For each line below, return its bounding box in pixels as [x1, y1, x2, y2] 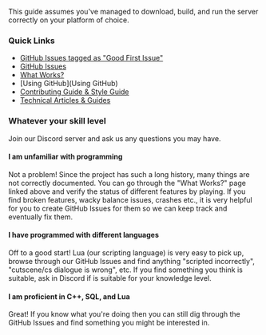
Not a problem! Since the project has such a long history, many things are [8, 169, 250, 179]
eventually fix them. [8, 211, 73, 222]
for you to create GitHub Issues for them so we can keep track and [8, 203, 228, 213]
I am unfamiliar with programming [8, 152, 123, 162]
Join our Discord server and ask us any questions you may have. [8, 133, 221, 143]
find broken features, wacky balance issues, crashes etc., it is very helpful [8, 195, 253, 204]
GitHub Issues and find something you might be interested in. [8, 318, 210, 328]
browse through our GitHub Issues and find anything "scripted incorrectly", [8, 257, 256, 266]
